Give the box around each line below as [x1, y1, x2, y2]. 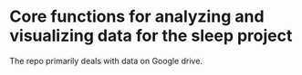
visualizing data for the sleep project [9, 25, 293, 46]
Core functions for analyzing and [9, 6, 265, 27]
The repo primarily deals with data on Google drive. [9, 55, 203, 66]
